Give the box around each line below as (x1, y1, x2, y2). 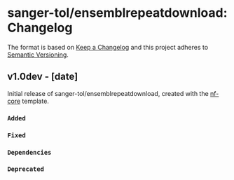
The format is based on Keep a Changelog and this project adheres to (7, 43, 209, 51)
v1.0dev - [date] (7, 71, 78, 83)
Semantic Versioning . (7, 50, 69, 59)
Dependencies (7, 148, 52, 156)
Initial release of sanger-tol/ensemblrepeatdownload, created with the (7, 89, 209, 97)
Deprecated (7, 165, 44, 173)
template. (22, 97, 49, 105)
